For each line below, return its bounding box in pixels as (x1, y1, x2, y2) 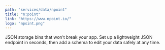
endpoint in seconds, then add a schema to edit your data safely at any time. (5, 40, 161, 46)
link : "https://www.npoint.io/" (5, 16, 71, 21)
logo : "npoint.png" (5, 21, 45, 26)
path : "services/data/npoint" (5, 7, 67, 12)
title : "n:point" (5, 12, 41, 17)
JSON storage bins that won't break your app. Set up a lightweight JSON (5, 34, 153, 40)
